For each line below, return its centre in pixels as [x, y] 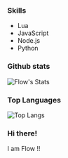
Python [28, 48]
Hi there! [22, 133]
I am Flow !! [24, 149]
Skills [17, 11]
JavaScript [33, 33]
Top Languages [34, 100]
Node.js [29, 41]
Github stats [29, 67]
